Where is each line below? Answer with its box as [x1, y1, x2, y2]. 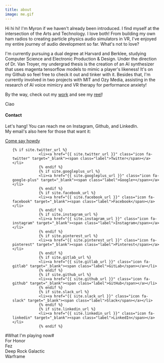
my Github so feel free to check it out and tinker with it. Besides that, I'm [5, 71, 151, 77]
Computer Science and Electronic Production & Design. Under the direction [5, 56, 157, 61]
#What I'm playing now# [5, 333, 54, 338]
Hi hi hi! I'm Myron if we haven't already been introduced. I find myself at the [5, 25, 160, 31]
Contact [5, 112, 22, 118]
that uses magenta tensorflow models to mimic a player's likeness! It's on [5, 66, 153, 72]
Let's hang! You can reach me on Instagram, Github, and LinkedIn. [5, 123, 139, 129]
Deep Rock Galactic [5, 348, 45, 354]
